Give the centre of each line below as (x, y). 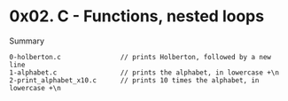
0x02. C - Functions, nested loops (136, 16)
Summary (27, 41)
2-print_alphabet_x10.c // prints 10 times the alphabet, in (134, 80)
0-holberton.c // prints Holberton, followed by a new (140, 57)
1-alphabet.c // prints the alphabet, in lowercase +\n (144, 73)
